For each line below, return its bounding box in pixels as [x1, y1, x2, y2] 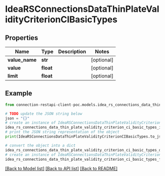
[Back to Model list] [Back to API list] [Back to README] [5, 166, 118, 172]
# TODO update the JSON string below [5, 111, 82, 116]
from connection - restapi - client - [5, 102, 74, 107]
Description [58, 48, 86, 55]
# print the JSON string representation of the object [5, 130, 120, 135]
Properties [5, 34, 38, 42]
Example [5, 89, 32, 98]
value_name [7, 57, 37, 63]
